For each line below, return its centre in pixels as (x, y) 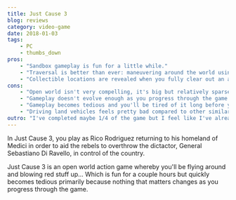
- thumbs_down (40, 53)
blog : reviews (28, 20)
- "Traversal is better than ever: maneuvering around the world (118, 72)
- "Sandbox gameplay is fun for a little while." (94, 66)
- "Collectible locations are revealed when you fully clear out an (122, 79)
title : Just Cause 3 (38, 14)
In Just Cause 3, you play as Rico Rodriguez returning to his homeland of (113, 138)
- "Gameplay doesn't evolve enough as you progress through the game (124, 99)
